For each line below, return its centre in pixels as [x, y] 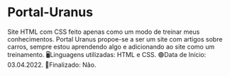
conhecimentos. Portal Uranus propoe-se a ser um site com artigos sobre [115, 39]
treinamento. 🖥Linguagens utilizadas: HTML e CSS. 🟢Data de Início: [107, 54]
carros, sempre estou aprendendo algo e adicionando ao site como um [111, 46]
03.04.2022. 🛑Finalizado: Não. [52, 65]
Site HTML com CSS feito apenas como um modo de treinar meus [104, 32]
